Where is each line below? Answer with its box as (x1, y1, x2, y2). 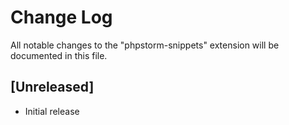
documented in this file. (10, 49, 108, 61)
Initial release (24, 105, 80, 117)
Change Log (10, 6, 113, 29)
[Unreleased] (10, 79, 95, 96)
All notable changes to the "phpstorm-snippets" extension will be (10, 39, 280, 51)
